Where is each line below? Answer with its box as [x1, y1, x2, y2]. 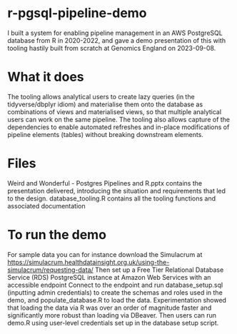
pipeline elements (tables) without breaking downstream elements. [7, 130, 203, 138]
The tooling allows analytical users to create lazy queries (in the [7, 92, 195, 101]
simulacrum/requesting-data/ [7, 265, 94, 274]
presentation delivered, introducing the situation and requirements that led [7, 186, 226, 195]
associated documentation [7, 201, 86, 210]
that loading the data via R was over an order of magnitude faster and [7, 303, 212, 312]
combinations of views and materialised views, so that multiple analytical [7, 107, 222, 116]
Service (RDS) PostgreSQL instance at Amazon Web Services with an [7, 273, 211, 281]
